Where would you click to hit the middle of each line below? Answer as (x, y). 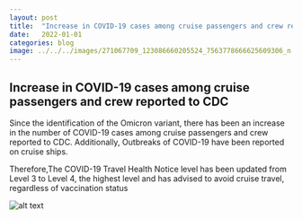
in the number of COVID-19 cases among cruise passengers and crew (139, 132)
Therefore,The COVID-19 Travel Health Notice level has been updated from (148, 169)
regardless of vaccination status (69, 188)
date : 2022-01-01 (46, 34)
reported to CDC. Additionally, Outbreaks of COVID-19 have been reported (147, 142)
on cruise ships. (39, 151)
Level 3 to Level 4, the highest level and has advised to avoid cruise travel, (147, 178)
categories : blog (42, 43)
